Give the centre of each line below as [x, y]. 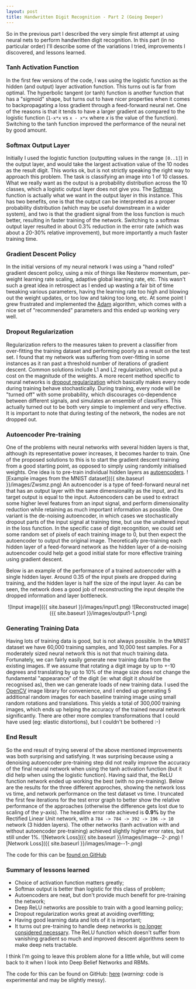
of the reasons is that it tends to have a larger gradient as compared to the [96, 111]
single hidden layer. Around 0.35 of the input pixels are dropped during [91, 577]
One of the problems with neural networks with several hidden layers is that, [98, 447]
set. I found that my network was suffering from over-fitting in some [88, 357]
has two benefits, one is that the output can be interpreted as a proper [91, 202]
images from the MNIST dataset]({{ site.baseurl [87, 478]
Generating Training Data [42, 628]
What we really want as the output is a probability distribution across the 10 [97, 183]
